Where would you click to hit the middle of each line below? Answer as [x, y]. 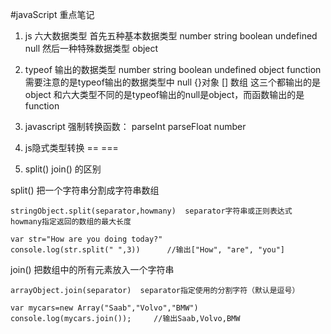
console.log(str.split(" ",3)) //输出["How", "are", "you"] [147, 250]
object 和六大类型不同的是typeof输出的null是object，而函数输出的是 [164, 94]
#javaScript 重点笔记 [52, 14]
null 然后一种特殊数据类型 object [91, 48]
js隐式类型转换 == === [71, 147]
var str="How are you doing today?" [86, 239]
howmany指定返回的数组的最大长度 [71, 222]
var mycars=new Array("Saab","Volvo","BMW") [104, 308]
